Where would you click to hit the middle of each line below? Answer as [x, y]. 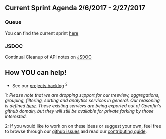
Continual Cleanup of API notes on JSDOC [48, 57]
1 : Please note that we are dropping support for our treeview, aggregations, [83, 95]
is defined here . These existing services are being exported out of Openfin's [83, 106]
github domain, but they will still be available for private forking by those [80, 111]
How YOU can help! [36, 72]
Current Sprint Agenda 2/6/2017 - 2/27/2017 [75, 8]
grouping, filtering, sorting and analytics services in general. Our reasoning [83, 100]
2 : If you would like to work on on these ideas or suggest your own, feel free [83, 126]
